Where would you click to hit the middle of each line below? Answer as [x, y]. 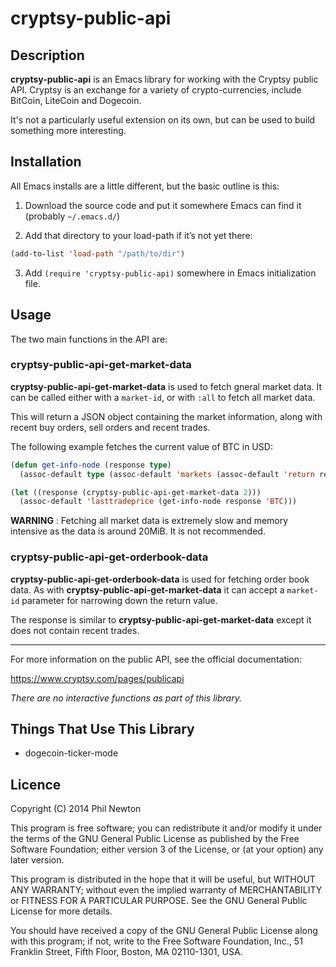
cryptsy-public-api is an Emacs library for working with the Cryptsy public [164, 79]
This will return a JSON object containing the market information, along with [166, 416]
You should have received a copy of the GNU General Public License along [164, 931]
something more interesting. [68, 130]
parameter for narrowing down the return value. [119, 600]
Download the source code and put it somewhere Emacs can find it [163, 205]
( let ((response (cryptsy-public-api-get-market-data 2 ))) [136, 492]
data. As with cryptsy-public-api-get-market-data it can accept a [147, 589]
